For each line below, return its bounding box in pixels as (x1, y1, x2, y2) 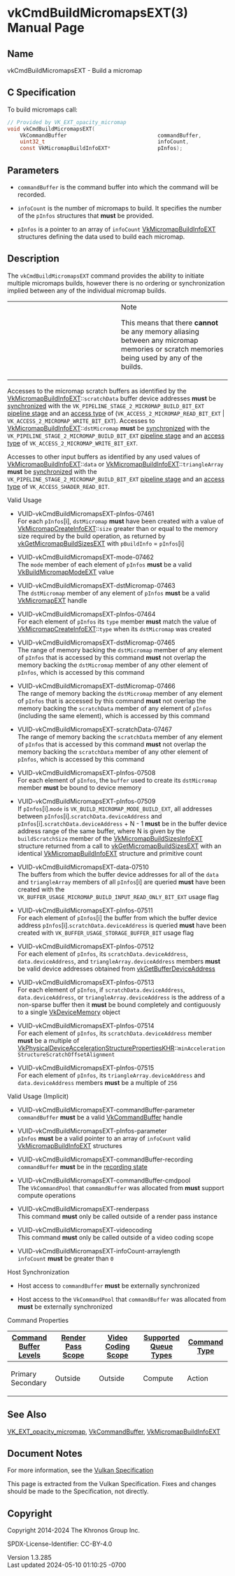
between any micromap (121, 335, 199, 345)
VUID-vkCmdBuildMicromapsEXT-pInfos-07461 (17, 509, 155, 518)
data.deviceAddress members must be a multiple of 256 (17, 1078, 178, 1086)
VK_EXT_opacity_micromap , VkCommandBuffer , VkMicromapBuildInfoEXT (7, 1427, 221, 1436)
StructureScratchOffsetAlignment (17, 1051, 115, 1058)
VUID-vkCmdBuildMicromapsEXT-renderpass (17, 1204, 150, 1213)
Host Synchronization (7, 1267, 70, 1276)
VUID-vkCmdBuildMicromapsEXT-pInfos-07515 (17, 1063, 155, 1072)
